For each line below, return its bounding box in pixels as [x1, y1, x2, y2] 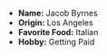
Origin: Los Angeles [17, 17, 93, 28]
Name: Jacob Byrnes [17, 8, 98, 18]
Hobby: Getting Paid [17, 36, 95, 47]
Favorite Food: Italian [17, 27, 99, 37]
